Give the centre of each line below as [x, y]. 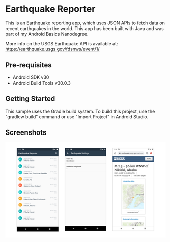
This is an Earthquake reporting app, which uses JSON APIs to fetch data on [85, 23]
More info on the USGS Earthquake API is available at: [62, 43]
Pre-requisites [29, 65]
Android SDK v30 [31, 77]
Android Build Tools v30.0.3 [42, 83]
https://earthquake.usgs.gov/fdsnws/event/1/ [52, 49]
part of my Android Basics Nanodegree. [47, 34]
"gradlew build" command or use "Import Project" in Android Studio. [77, 116]
